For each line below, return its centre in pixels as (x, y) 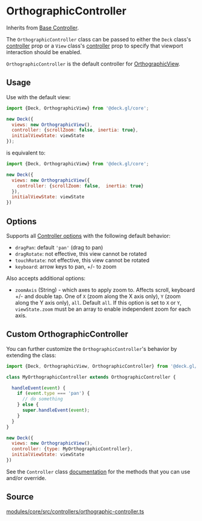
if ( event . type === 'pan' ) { (54, 394)
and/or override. (26, 478)
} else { (28, 405)
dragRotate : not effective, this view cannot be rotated (81, 254)
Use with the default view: (38, 97)
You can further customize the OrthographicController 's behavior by (92, 349)
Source (20, 497)
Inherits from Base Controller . (43, 28)
